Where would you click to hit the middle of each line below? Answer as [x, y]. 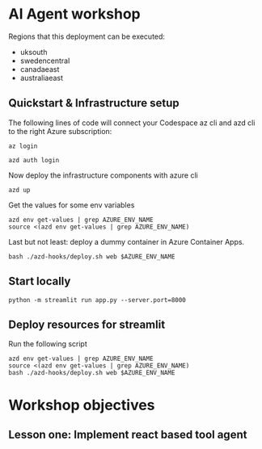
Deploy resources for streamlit [87, 324]
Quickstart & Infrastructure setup [94, 103]
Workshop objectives [82, 405]
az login [23, 146]
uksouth [34, 52]
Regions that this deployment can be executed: [87, 36]
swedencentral [45, 61]
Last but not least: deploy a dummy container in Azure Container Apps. [127, 241]
